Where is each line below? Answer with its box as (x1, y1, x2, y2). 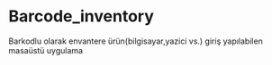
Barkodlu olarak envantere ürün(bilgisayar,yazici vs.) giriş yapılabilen (8, 36, 263, 46)
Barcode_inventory (8, 6, 155, 27)
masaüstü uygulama (8, 45, 83, 55)
